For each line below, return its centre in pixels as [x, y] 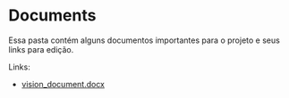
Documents [52, 16]
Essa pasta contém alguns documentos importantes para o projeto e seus [144, 40]
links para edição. [41, 49]
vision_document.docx [63, 84]
